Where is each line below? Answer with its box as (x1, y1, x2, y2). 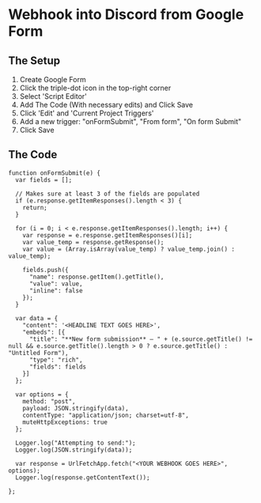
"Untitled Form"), (8, 349, 69, 357)
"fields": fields (28, 362, 87, 371)
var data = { (15, 314, 59, 322)
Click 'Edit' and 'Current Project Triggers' (19, 108, 154, 118)
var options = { (15, 390, 69, 399)
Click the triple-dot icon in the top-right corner (19, 83, 172, 93)
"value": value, (28, 279, 83, 288)
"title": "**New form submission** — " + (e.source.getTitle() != (28, 335, 253, 343)
